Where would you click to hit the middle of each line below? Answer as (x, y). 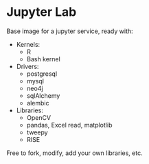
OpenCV (39, 117)
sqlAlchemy (43, 95)
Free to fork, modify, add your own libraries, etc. (74, 153)
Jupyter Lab (42, 12)
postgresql (42, 74)
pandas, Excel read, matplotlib (69, 125)
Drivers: (27, 66)
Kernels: (28, 44)
